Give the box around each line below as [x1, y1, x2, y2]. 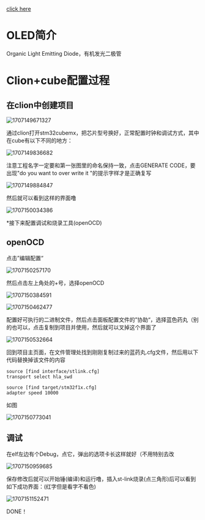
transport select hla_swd [6, 374, 72, 380]
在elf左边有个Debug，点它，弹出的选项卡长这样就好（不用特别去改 [6, 450, 174, 458]
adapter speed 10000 [6, 390, 59, 396]
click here [6, 6, 32, 12]
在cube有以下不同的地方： [6, 137, 73, 144]
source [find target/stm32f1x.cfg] [6, 384, 97, 391]
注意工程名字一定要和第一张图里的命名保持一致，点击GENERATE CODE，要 [6, 162, 196, 169]
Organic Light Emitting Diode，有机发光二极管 [6, 50, 122, 57]
